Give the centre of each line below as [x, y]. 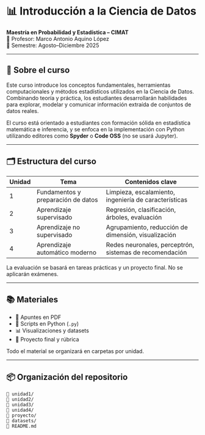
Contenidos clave [151, 181]
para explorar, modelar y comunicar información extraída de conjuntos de [99, 104]
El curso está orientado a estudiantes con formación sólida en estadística [99, 123]
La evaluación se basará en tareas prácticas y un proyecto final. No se [95, 267]
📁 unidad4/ [20, 410]
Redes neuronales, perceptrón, [150, 244]
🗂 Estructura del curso [51, 162]
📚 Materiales [32, 299]
